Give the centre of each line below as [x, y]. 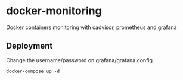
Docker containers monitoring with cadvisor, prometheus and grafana [91, 27]
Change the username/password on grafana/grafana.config [80, 60]
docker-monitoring [54, 11]
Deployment [30, 46]
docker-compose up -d [33, 71]
